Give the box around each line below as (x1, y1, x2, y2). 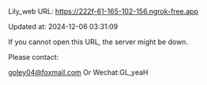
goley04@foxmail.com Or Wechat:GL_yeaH (8, 68, 149, 77)
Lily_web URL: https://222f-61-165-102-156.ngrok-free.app (8, 7, 199, 16)
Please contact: (8, 53, 59, 61)
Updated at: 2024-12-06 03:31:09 (8, 22, 119, 31)
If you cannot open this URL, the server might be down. (8, 37, 188, 46)
